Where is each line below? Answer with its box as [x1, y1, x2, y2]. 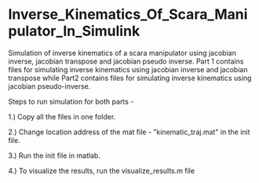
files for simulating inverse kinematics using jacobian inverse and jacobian [8, 64, 248, 74]
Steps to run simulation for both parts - [8, 97, 134, 106]
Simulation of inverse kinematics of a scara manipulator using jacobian [8, 48, 237, 57]
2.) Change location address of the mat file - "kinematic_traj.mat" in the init [8, 127, 250, 137]
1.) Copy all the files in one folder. [8, 112, 116, 121]
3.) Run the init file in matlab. [8, 151, 100, 160]
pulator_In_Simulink [8, 22, 140, 40]
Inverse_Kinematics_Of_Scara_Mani [8, 5, 248, 24]
